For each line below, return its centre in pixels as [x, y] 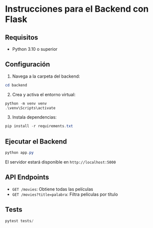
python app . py [20, 153]
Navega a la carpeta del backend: [46, 76]
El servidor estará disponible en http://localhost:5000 [61, 162]
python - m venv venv [26, 104]
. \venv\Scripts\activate [30, 108]
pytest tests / [20, 221]
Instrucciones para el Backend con [77, 9]
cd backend [16, 85]
